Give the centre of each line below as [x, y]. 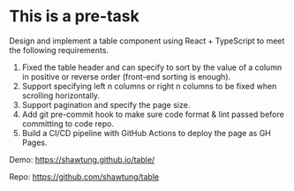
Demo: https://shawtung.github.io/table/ [82, 159]
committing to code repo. [68, 123]
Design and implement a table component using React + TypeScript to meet [147, 41]
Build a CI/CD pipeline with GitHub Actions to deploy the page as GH [146, 133]
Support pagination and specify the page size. [106, 104]
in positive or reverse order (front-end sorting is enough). [126, 76]
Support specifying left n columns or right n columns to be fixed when [149, 86]
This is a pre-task [74, 16]
